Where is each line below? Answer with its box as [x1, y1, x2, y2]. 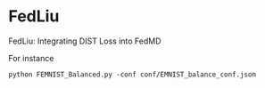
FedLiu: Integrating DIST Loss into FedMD [8, 36, 161, 46]
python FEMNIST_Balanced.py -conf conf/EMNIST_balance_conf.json [8, 69, 256, 79]
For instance [8, 52, 54, 63]
